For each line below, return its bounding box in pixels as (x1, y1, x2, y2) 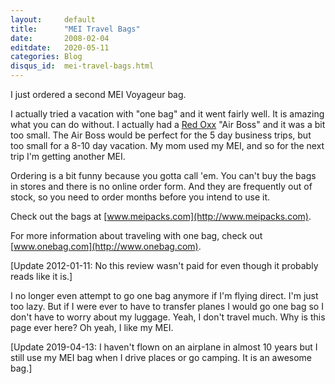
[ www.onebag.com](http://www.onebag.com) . (10, 241, 202, 252)
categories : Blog (10, 52, 83, 62)
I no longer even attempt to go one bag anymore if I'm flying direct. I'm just (10, 290, 319, 301)
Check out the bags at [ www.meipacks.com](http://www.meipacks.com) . (10, 211, 312, 222)
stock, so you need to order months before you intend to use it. (10, 191, 271, 203)
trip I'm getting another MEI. (10, 151, 126, 162)
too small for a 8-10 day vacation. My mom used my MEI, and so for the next (10, 140, 325, 151)
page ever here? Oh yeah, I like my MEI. (10, 322, 174, 333)
